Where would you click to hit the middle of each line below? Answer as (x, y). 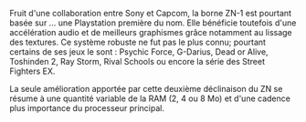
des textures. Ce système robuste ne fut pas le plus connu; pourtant (138, 42)
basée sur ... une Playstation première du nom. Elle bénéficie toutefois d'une (153, 23)
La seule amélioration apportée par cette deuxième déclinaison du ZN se (146, 89)
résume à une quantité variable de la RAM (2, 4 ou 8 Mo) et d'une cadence (150, 98)
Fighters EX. (32, 71)
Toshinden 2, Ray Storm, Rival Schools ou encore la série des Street (137, 61)
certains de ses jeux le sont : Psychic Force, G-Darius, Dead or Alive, (139, 52)
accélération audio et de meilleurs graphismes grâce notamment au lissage (151, 32)
